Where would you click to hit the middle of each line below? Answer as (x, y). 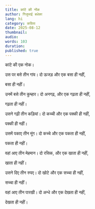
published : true (22, 51)
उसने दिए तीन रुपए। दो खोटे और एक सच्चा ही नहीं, (45, 173)
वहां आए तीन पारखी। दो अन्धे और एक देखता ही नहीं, (45, 192)
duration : (15, 46)
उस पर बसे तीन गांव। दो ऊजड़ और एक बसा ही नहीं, (45, 75)
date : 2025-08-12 (23, 28)
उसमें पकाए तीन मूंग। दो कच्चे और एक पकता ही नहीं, (46, 133)
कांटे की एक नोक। (20, 65)
